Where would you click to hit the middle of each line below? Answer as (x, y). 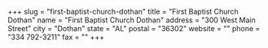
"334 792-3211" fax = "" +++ (56, 37)
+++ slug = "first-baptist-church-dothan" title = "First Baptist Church (123, 12)
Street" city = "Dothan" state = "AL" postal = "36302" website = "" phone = (134, 28)
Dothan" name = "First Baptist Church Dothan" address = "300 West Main (132, 20)
